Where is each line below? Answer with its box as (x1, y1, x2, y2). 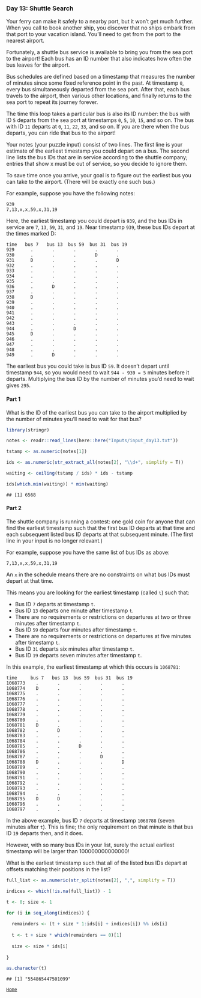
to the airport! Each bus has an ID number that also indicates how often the (6, 55, 191, 62)
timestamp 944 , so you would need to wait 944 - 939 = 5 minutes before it (6, 369, 190, 376)
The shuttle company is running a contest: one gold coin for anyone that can (6, 518, 195, 525)
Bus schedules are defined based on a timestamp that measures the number (6, 73, 196, 81)
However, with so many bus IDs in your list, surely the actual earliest (6, 841, 175, 848)
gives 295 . (6, 382, 31, 389)
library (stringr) (6, 427, 50, 433)
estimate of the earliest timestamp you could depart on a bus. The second (6, 147, 190, 154)
